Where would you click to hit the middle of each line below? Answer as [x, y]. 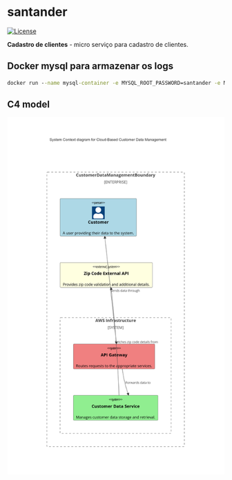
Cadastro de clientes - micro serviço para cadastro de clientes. [98, 44]
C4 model [29, 104]
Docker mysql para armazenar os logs [90, 66]
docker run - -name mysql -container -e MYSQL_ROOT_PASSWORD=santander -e [114, 83]
